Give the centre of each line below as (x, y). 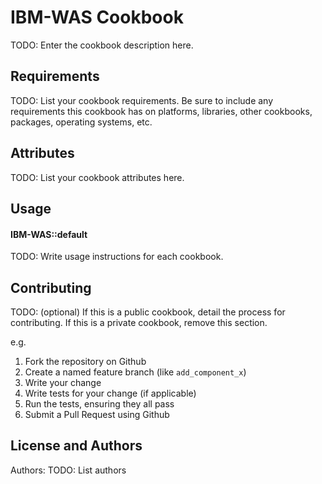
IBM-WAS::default (49, 234)
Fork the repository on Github (85, 361)
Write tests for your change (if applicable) (110, 393)
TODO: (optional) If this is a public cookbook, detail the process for (148, 312)
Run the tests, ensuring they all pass (99, 403)
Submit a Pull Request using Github (97, 414)
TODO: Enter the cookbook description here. (102, 45)
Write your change (63, 382)
